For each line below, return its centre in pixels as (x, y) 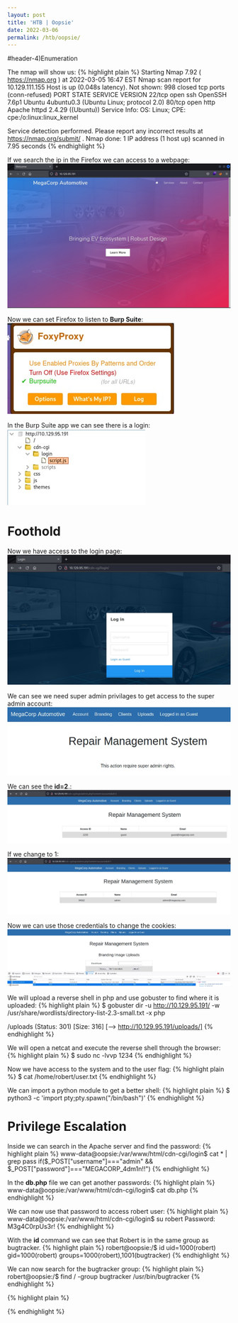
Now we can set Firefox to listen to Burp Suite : (75, 320)
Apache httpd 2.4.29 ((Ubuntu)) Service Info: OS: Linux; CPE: (97, 110)
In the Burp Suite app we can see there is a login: (79, 425)
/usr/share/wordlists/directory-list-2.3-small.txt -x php (86, 1013)
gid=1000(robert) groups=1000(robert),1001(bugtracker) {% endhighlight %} (119, 1255)
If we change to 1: (33, 854)
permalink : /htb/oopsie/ (44, 38)
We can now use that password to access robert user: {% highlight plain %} (118, 1211)
